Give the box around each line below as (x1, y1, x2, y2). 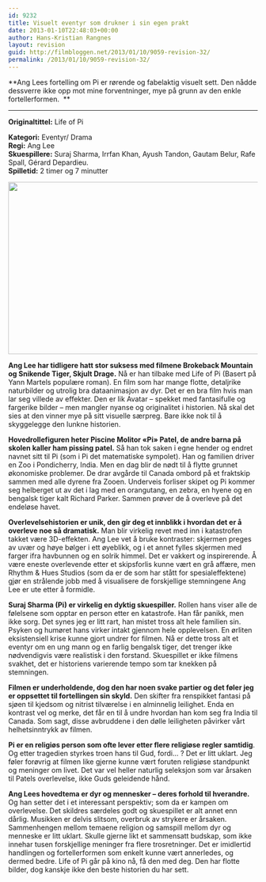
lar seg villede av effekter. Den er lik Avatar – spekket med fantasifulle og (8, 393, 246, 404)
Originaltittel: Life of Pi (8, 116, 84, 127)
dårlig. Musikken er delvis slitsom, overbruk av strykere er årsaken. (8, 814, 227, 823)
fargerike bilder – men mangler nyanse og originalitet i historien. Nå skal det (8, 402, 255, 412)
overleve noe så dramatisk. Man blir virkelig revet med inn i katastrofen (8, 526, 243, 535)
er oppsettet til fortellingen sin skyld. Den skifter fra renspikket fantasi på (8, 690, 251, 701)
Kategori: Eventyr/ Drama (8, 132, 93, 142)
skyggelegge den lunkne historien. (8, 419, 121, 428)
